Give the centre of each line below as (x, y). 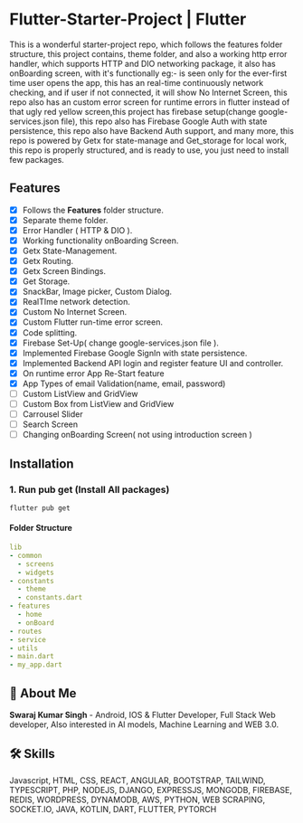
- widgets (36, 572)
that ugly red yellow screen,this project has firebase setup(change (133, 111)
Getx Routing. (48, 261)
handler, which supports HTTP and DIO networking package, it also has (142, 63)
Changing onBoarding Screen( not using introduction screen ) (137, 435)
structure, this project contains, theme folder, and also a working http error (148, 53)
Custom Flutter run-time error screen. (92, 322)
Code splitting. (50, 332)
